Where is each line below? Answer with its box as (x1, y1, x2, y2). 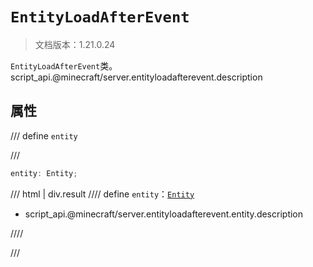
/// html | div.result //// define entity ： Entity (10, 188, 195, 200)
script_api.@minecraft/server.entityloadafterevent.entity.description (24, 208, 304, 220)
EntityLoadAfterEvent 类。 (10, 59, 118, 72)
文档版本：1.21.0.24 (34, 38, 116, 50)
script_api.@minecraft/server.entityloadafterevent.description (10, 71, 263, 83)
